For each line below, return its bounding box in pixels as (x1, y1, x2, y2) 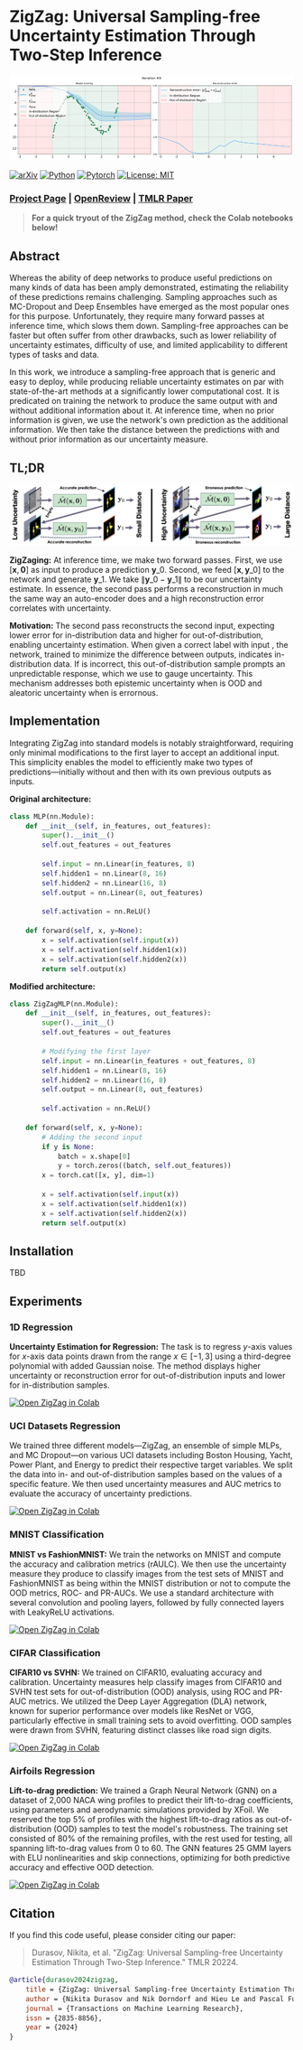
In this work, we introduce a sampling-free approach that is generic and (9, 367, 276, 378)
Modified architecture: (9, 980, 96, 991)
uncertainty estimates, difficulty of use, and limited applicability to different (9, 340, 289, 351)
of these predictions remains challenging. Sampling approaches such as (9, 292, 278, 303)
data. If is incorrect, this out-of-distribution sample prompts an (53, 658, 286, 669)
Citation (9, 1905, 56, 1921)
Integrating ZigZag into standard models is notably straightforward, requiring (9, 737, 294, 748)
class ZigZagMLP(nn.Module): (9, 999, 119, 1008)
